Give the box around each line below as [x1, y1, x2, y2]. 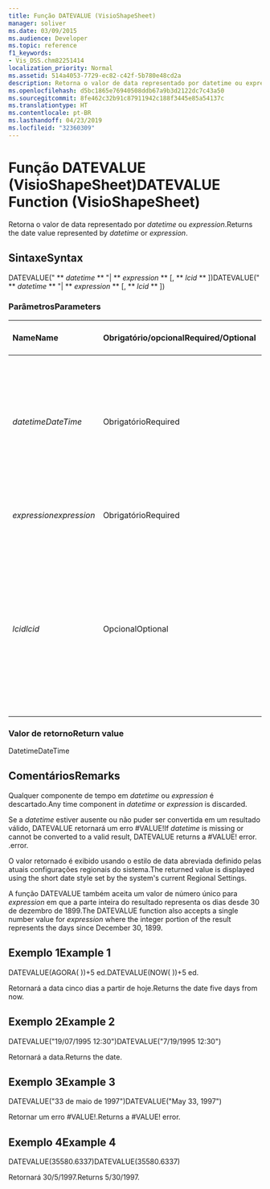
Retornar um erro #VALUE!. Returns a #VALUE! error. [8, 1112, 181, 1122]
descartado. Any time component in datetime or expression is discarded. [8, 799, 247, 808]
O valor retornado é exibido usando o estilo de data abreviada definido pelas [8, 856, 262, 866]
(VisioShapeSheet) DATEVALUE [8, 175, 221, 194]
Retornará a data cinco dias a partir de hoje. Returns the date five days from [8, 983, 258, 993]
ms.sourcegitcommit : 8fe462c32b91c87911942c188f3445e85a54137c [8, 94, 225, 102]
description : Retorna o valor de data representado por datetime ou [8, 79, 243, 87]
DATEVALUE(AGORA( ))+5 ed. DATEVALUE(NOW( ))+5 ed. [8, 967, 199, 977]
